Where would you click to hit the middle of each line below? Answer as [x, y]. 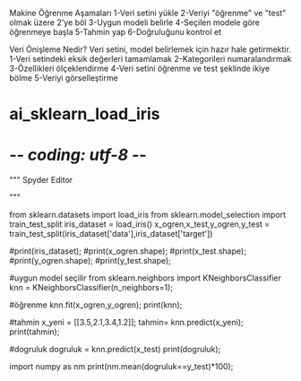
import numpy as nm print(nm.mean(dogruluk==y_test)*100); [121, 367]
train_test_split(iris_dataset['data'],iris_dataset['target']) [111, 234]
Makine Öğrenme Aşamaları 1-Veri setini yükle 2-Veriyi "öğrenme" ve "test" [148, 13]
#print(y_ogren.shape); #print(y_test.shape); [90, 261]
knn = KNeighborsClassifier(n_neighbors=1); [91, 288]
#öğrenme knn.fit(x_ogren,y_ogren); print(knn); [96, 305]
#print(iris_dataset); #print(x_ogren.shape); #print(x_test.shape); [128, 251]
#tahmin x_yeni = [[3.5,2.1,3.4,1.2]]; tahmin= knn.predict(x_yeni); [126, 323]
